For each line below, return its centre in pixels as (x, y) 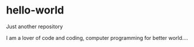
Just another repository (35, 26)
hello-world (35, 10)
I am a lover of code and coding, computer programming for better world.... (97, 38)
